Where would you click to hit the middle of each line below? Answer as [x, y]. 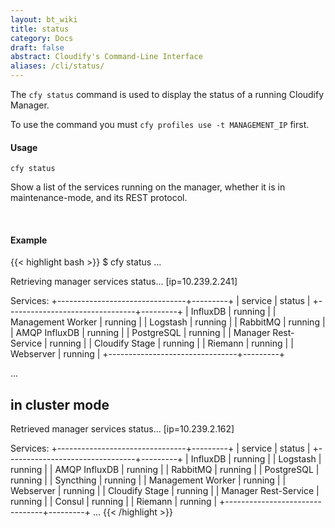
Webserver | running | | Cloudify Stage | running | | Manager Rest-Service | [165, 491]
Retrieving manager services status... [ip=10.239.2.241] [124, 282]
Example [29, 240]
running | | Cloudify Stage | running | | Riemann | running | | [171, 343]
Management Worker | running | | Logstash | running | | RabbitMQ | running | [168, 322]
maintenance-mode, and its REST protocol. [99, 198]
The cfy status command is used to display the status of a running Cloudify [167, 94]
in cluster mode [60, 404]
